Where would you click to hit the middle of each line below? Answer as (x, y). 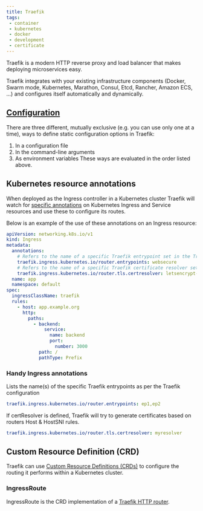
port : (56, 341)
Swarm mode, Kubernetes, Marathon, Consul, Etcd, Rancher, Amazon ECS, (100, 87)
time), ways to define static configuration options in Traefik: (81, 134)
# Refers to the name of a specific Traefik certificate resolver (102, 268)
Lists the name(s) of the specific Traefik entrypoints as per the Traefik (93, 386)
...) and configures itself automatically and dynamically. (75, 94)
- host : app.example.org (48, 307)
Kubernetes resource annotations (71, 184)
